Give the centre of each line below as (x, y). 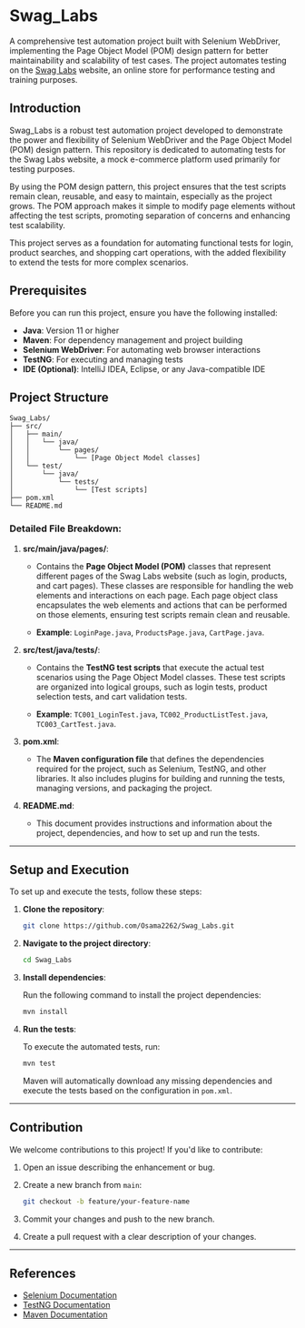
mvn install (45, 1012)
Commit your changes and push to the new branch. (118, 1219)
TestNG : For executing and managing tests (103, 359)
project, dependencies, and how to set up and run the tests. (148, 832)
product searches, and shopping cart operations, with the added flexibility (148, 252)
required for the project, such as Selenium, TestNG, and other (151, 769)
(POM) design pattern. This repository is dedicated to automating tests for (148, 149)
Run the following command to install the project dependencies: (142, 995)
